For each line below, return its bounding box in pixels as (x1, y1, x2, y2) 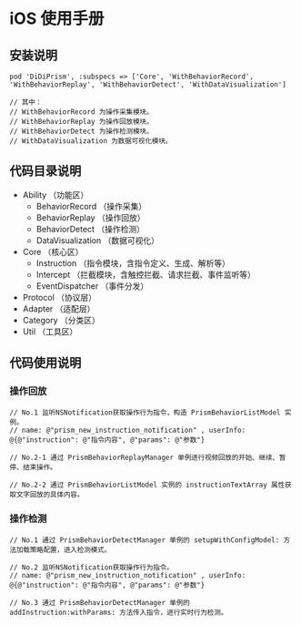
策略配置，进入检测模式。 (29, 545, 112, 554)
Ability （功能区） (22, 189, 89, 200)
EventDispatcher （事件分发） (35, 280, 149, 292)
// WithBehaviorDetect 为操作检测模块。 (9, 127, 154, 136)
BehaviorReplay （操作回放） (35, 211, 145, 223)
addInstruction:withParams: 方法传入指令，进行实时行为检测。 (9, 608, 228, 617)
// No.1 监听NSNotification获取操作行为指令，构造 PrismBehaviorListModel (9, 407, 281, 417)
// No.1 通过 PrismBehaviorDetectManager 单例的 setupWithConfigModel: (9, 535, 280, 545)
